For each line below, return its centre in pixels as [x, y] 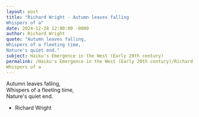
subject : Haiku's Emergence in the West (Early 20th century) [85, 56]
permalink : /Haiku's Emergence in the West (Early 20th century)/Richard [100, 61]
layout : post [22, 12]
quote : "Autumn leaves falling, [46, 39]
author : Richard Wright [36, 34]
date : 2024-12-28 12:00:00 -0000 [48, 28]
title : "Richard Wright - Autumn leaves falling [68, 17]
